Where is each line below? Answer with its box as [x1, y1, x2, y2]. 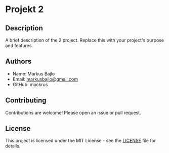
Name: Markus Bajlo [12, 70, 55, 76]
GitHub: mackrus [12, 81, 48, 87]
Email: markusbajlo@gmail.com [12, 76, 78, 82]
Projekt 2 [5, 4, 44, 15]
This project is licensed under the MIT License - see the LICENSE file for [5, 138, 156, 144]
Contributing [5, 96, 47, 105]
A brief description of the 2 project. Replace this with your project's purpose [5, 37, 164, 43]
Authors [5, 57, 32, 66]
